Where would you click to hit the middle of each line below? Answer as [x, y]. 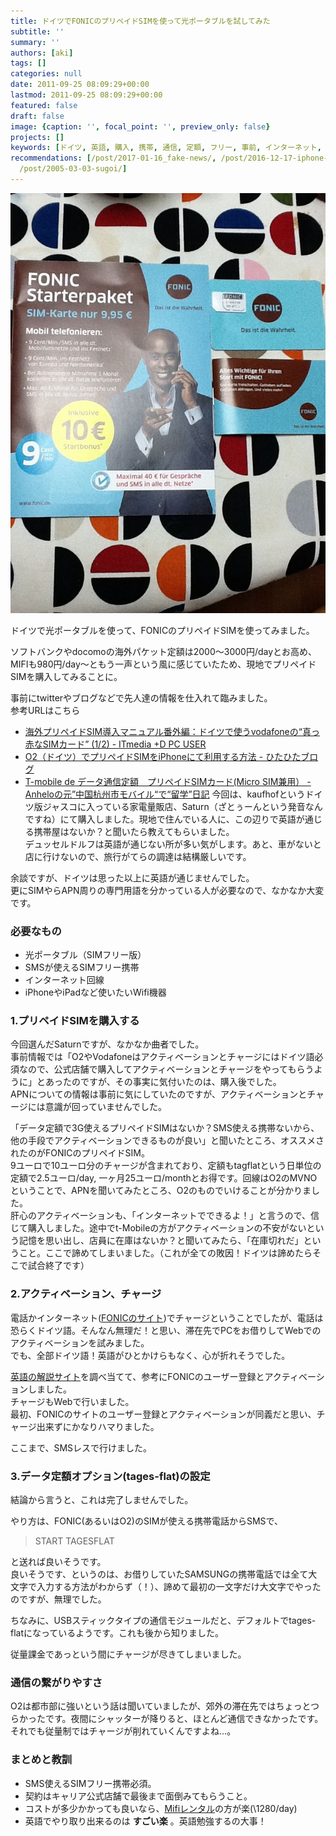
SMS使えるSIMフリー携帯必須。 [90, 1783]
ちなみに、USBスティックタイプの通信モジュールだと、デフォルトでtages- [163, 1621]
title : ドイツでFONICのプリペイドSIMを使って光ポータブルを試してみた [140, 21]
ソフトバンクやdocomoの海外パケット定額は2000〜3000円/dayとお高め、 [164, 651]
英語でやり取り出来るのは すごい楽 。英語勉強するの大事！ [145, 1821]
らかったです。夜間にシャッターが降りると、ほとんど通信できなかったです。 [167, 1719]
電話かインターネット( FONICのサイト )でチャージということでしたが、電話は [167, 1317]
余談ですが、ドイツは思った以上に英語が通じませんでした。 [132, 877]
